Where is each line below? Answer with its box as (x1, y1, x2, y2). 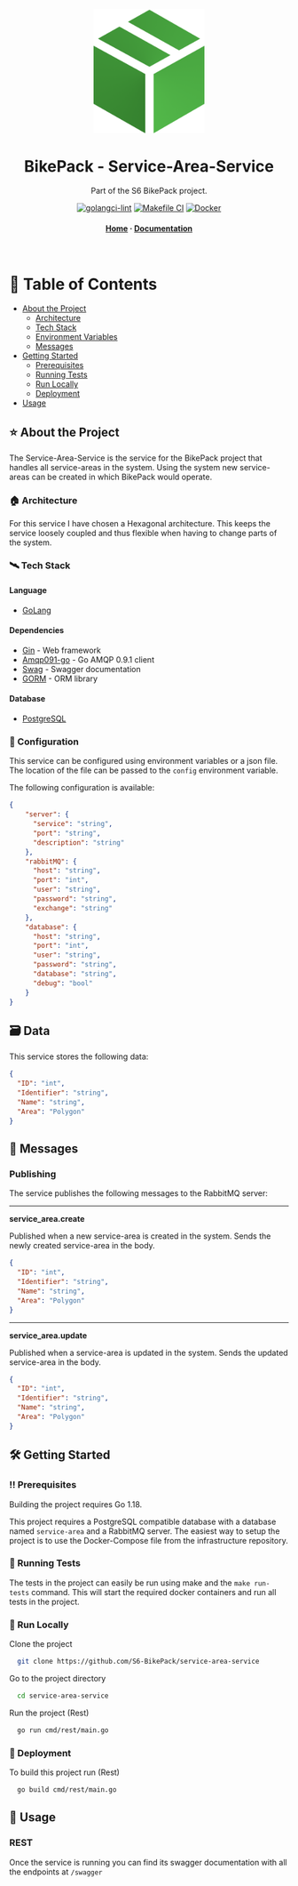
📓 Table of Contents (9, 274, 158, 294)
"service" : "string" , (32, 820, 114, 829)
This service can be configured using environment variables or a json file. (9, 756, 278, 766)
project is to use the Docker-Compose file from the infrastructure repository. (9, 1535, 288, 1545)
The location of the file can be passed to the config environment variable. (9, 765, 278, 776)
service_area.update (9, 1329, 88, 1341)
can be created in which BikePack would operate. (31, 471, 213, 483)
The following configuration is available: (9, 782, 155, 793)
